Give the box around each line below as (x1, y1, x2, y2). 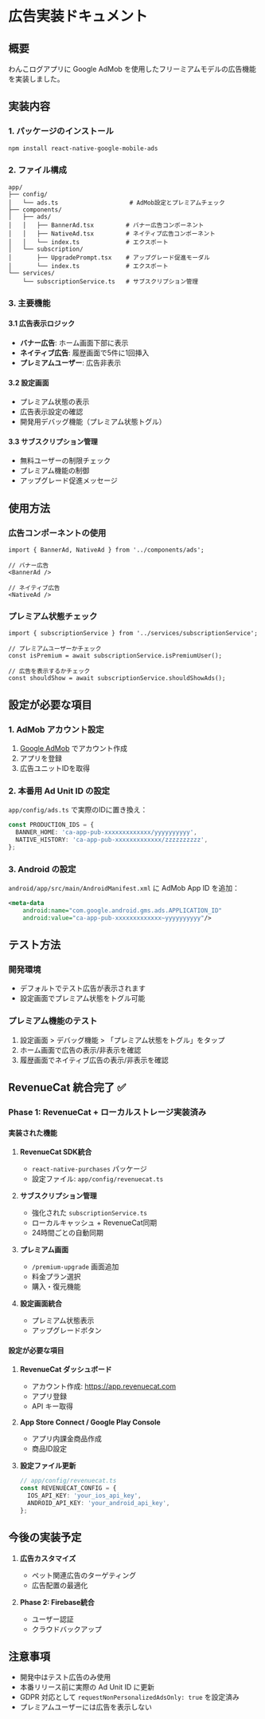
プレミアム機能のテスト (8, 1015, 98, 1026)
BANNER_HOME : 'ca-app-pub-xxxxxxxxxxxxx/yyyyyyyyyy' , (15, 828, 197, 836)
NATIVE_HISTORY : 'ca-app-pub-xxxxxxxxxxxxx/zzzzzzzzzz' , (15, 836, 208, 844)
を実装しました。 (8, 74, 64, 84)
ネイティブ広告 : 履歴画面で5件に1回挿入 (19, 348, 150, 358)
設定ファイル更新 (19, 1461, 76, 1471)
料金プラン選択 (31, 1272, 81, 1282)
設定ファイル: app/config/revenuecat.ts (31, 1174, 164, 1184)
